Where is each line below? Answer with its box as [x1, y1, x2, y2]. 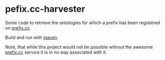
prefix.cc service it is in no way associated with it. [5, 49, 107, 55]
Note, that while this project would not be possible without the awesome [5, 44, 153, 50]
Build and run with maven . [5, 34, 59, 40]
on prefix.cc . [5, 25, 31, 30]
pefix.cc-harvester [5, 3, 85, 15]
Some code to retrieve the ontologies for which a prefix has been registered [5, 20, 161, 26]
